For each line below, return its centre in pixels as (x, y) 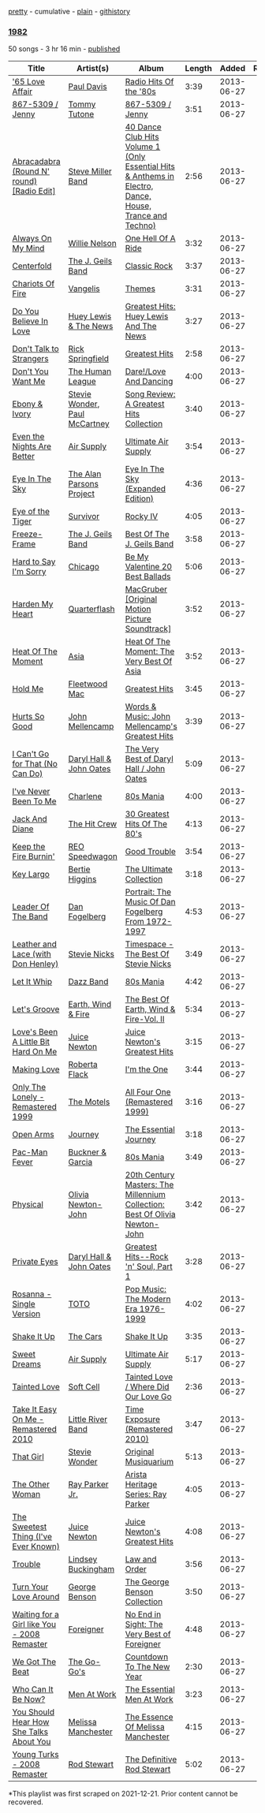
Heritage (141, 1484)
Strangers (30, 359)
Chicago (84, 567)
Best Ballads (148, 576)
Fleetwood (88, 684)
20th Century (150, 1175)
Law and (141, 1559)
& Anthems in (150, 177)
